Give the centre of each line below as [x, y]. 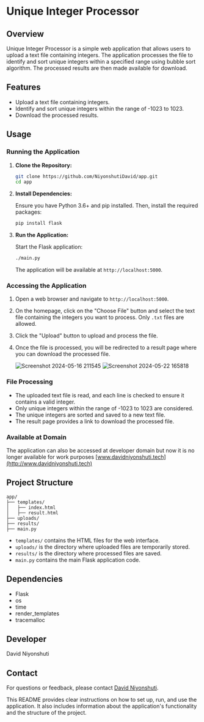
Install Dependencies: [43, 194]
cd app [24, 182]
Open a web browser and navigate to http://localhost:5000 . [92, 299]
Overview [25, 34]
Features [24, 87]
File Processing [30, 382]
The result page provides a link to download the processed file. [95, 421]
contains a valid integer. [45, 402]
